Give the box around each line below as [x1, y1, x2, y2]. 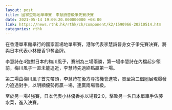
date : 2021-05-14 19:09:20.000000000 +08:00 [5, 17, 102, 22]
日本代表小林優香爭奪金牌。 [9, 48, 68, 54]
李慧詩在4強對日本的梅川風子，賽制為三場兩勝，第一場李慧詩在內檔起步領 [5, 58, 161, 64]
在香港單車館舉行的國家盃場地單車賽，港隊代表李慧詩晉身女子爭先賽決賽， [5, 41, 162, 48]
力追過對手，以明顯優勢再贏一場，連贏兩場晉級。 [5, 82, 109, 89]
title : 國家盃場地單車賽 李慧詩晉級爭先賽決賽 [5, 12, 94, 17]
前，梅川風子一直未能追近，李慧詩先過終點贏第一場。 [5, 65, 118, 71]
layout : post [5, 7, 33, 13]
